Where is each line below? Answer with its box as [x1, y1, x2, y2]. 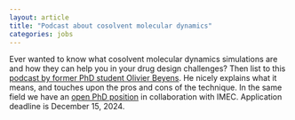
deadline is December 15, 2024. [9, 101, 125, 112]
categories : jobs [9, 29, 74, 38]
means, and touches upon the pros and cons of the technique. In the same [9, 82, 283, 93]
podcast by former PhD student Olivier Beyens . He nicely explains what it [9, 73, 277, 84]
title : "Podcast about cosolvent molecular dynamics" [9, 21, 213, 30]
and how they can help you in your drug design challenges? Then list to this [9, 63, 286, 74]
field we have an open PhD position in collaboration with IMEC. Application [9, 92, 283, 102]
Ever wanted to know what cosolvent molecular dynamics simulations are [9, 54, 278, 65]
